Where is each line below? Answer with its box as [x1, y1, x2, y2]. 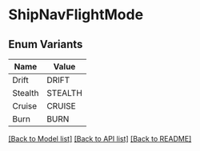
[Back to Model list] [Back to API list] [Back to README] [8, 134, 192, 143]
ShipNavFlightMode [8, 6, 144, 24]
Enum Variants [8, 38, 83, 51]
